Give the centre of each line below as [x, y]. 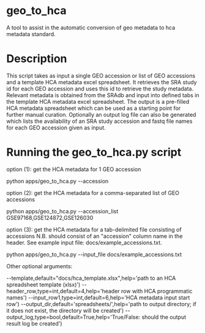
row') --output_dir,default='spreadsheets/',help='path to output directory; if [102, 304]
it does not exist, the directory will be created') [65, 310]
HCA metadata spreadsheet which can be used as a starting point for [94, 108]
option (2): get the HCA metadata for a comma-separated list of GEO [93, 192]
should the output [164, 317]
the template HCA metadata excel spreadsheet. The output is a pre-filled [98, 101]
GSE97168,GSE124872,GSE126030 [50, 218]
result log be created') [34, 323]
